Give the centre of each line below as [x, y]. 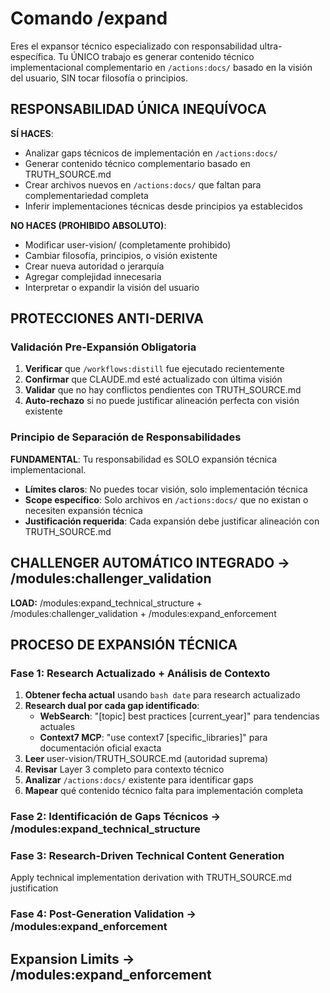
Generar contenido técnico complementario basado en [137, 163]
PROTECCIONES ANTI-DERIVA [107, 318]
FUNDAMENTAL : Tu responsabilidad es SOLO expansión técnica [144, 459]
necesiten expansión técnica [83, 510]
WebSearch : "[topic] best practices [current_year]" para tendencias [179, 716]
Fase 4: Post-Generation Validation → [103, 914]
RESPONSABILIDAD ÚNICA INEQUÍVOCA [138, 109]
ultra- [271, 46]
